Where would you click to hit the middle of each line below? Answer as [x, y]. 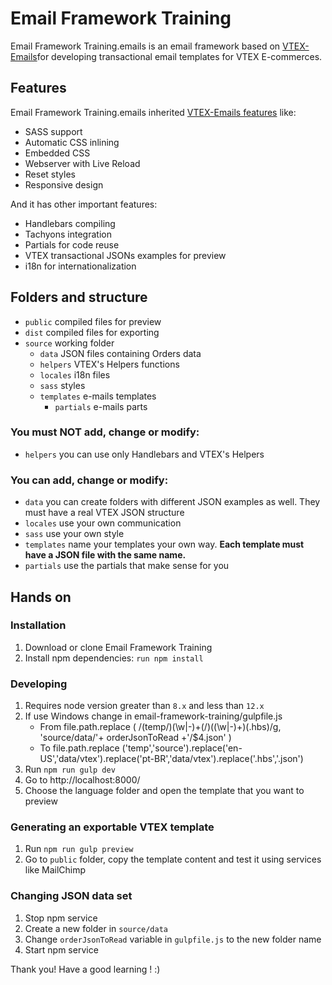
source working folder [69, 343]
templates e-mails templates [98, 396]
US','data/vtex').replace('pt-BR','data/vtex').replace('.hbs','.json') [171, 759]
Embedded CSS [57, 153]
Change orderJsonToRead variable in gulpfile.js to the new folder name [173, 939]
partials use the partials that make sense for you [127, 566]
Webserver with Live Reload [82, 163]
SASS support [53, 131]
